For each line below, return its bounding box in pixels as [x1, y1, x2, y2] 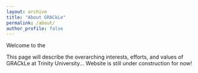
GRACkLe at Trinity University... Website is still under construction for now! [6, 60, 192, 67]
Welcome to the [6, 42, 46, 49]
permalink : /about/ [6, 20, 56, 26]
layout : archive [6, 8, 47, 15]
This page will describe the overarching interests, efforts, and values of [6, 53, 184, 60]
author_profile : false [6, 25, 63, 32]
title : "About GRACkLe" [6, 14, 66, 20]
